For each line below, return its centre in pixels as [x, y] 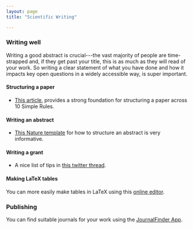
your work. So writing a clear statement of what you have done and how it [95, 67]
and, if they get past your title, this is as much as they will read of [107, 61]
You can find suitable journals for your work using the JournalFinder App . [94, 219]
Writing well [23, 43]
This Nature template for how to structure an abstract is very [87, 133]
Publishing [22, 207]
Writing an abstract [30, 120]
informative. [29, 139]
